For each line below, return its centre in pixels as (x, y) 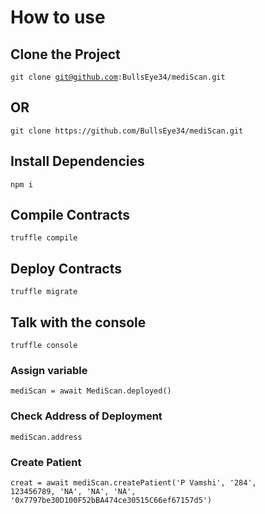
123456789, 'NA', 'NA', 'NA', (73, 491)
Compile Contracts (70, 215)
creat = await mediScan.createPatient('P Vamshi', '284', (133, 482)
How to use (58, 17)
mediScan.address (46, 437)
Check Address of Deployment (86, 416)
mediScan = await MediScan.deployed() (91, 391)
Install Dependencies (77, 161)
